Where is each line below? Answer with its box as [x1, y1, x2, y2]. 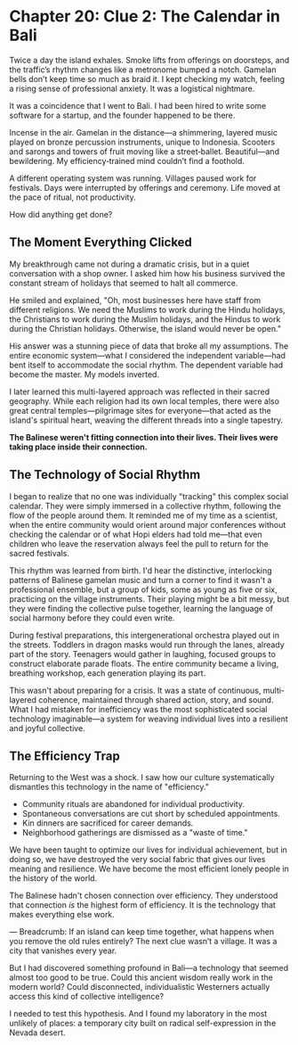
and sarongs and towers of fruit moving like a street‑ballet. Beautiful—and [9, 145, 280, 157]
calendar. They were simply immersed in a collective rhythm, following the [9, 500, 282, 511]
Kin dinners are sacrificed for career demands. [21, 818, 194, 828]
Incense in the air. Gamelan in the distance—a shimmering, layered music [9, 127, 278, 137]
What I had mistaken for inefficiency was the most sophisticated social [9, 704, 268, 714]
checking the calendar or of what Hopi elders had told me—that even [9, 529, 262, 539]
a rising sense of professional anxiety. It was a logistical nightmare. [9, 83, 255, 94]
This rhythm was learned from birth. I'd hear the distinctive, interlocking [9, 564, 273, 576]
